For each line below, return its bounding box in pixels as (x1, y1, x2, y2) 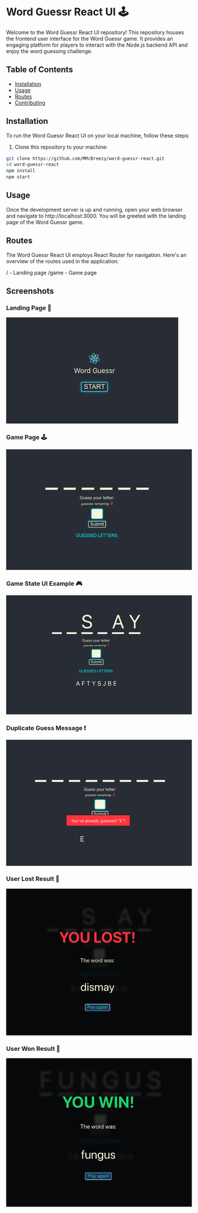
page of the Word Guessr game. (6, 218, 84, 225)
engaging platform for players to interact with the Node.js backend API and (6, 41, 188, 48)
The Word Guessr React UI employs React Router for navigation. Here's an (6, 251, 187, 258)
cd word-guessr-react (6, 162, 60, 167)
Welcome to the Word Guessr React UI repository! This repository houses (6, 28, 184, 36)
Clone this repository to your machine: (14, 143, 108, 150)
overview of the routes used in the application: (6, 258, 119, 265)
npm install (6, 168, 35, 174)
